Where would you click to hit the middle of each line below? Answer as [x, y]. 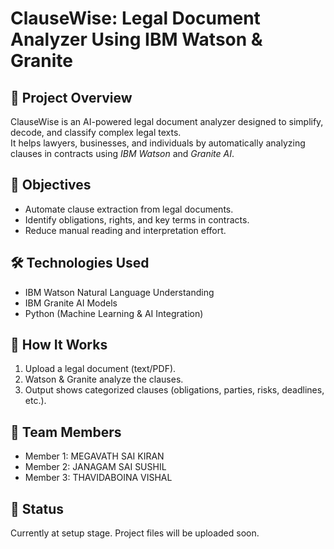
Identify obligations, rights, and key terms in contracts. [137, 219]
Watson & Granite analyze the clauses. [104, 379]
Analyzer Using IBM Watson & [136, 39]
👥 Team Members [66, 432]
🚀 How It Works [59, 345]
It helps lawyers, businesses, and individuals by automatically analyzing [158, 143]
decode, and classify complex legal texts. [96, 132]
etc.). [35, 401]
